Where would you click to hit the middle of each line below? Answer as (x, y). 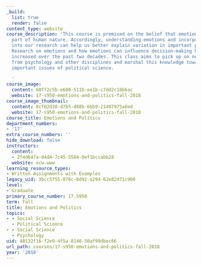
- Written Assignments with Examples (54, 174)
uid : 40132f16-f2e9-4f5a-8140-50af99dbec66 (62, 241)
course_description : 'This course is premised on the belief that (91, 34)
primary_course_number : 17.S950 (47, 196)
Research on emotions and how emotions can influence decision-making (102, 51)
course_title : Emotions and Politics (54, 118)
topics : (16, 213)
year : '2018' (23, 252)
